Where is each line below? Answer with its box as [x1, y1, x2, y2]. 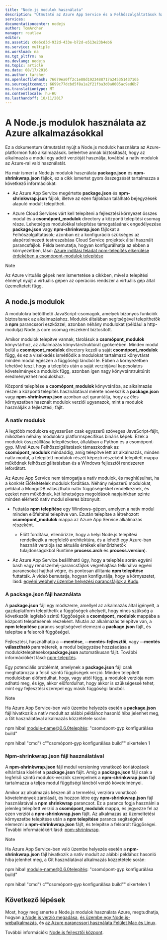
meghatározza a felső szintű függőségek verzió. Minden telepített [5, 669, 140, 675]
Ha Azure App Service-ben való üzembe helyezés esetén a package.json [5, 705, 156, 711]
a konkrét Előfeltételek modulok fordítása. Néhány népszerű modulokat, [5, 480, 152, 486]
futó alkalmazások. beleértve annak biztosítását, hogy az [28, 149, 145, 155]
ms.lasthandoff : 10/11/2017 [5, 95, 64, 100]
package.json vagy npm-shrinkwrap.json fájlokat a [12, 226, 120, 232]
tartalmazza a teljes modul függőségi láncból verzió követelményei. [5, 780, 143, 786]
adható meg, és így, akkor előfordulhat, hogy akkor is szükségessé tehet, [5, 680, 155, 686]
